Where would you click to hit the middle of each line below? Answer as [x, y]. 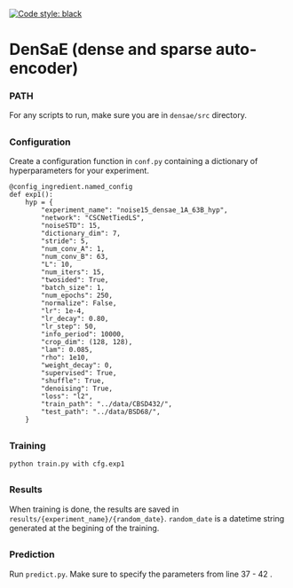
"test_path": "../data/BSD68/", [101, 412]
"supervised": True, [79, 373]
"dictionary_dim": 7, [81, 234]
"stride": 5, [65, 241]
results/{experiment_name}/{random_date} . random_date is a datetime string [147, 518]
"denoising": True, [77, 389]
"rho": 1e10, [65, 358]
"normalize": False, [79, 303]
